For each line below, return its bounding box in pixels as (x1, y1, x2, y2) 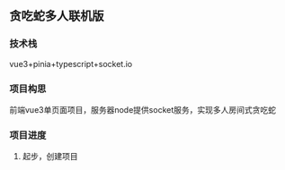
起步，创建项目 (22, 151, 78, 162)
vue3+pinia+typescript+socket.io (9, 58, 133, 69)
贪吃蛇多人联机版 (9, 8, 104, 24)
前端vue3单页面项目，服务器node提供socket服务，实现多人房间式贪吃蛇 (9, 104, 277, 115)
